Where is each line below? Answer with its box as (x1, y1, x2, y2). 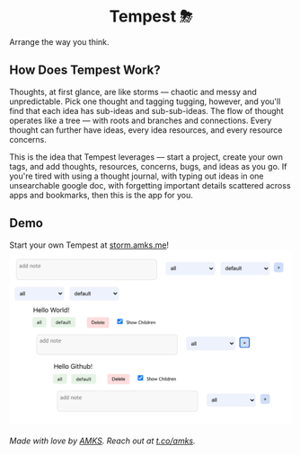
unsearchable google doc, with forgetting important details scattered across (9, 179, 291, 190)
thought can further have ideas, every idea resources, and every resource (9, 124, 283, 136)
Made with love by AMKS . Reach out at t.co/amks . (9, 435, 196, 446)
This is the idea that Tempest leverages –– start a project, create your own (9, 151, 284, 162)
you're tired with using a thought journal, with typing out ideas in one (9, 171, 264, 181)
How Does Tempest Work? (9, 63, 162, 78)
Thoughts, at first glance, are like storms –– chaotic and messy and (9, 86, 258, 97)
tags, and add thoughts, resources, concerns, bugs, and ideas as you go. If (9, 161, 287, 171)
